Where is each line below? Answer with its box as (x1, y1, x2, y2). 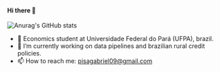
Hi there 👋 (7, 6, 36, 14)
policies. (17, 49, 42, 58)
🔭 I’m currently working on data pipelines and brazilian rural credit (17, 42, 205, 50)
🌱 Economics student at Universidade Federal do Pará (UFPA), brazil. (17, 35, 214, 43)
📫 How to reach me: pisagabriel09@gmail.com (17, 57, 153, 65)
